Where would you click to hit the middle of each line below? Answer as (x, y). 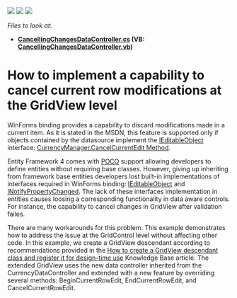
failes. (16, 214)
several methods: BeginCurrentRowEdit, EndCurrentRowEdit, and (102, 280)
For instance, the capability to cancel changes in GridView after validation (115, 206)
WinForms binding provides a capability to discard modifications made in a (116, 125)
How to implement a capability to (106, 75)
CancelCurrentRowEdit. (41, 287)
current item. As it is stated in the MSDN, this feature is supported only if (113, 132)
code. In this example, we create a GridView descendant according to (109, 242)
